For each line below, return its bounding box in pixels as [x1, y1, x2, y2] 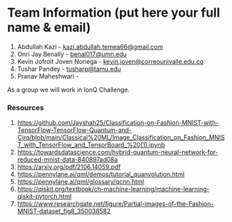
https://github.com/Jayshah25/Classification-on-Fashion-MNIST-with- [17, 119, 219, 127]
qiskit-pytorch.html [17, 192, 72, 200]
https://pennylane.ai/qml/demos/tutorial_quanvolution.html [17, 170, 185, 178]
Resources [7, 103, 44, 112]
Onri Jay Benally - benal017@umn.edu [17, 50, 127, 58]
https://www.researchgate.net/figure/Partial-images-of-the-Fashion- [17, 200, 214, 208]
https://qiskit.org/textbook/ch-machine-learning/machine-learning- [17, 185, 210, 194]
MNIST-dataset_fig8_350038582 [17, 207, 111, 216]
